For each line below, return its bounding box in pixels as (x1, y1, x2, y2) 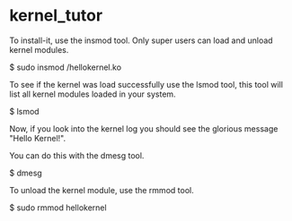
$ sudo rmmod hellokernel (9, 202, 107, 213)
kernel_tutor (9, 5, 103, 26)
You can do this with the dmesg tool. (9, 149, 145, 161)
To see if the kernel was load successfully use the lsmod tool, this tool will (9, 79, 283, 89)
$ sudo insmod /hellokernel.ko (9, 62, 122, 72)
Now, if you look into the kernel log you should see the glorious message (9, 123, 279, 134)
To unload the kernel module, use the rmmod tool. (9, 184, 195, 195)
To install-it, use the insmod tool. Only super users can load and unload (9, 35, 273, 46)
